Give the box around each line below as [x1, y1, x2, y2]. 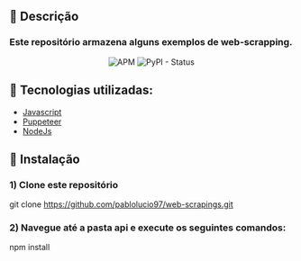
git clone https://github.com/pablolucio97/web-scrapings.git [9, 199, 234, 210]
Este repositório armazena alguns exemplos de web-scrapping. [9, 36, 293, 49]
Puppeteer [22, 116, 62, 127]
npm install [9, 242, 50, 253]
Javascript [22, 106, 62, 117]
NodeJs [22, 125, 52, 136]
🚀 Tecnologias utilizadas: [9, 83, 153, 98]
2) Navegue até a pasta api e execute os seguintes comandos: [9, 221, 287, 234]
